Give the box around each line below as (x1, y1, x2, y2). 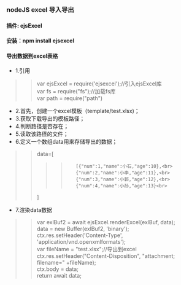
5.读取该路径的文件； (15, 130, 69, 138)
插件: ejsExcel (6, 21, 42, 29)
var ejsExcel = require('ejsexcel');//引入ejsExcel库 (36, 80, 163, 87)
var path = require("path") (36, 95, 103, 102)
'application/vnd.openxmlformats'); (36, 238, 126, 246)
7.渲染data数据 (15, 206, 52, 214)
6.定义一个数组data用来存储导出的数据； (15, 138, 118, 146)
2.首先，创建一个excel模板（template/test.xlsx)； (15, 107, 140, 115)
